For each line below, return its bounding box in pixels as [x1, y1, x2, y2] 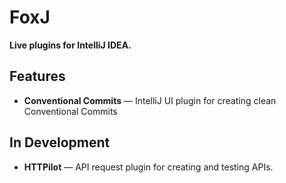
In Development [9, 134, 111, 151]
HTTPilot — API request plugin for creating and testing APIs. [23, 161, 274, 173]
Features [9, 68, 66, 85]
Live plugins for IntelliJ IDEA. [9, 39, 132, 51]
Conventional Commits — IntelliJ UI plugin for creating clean [23, 94, 277, 106]
